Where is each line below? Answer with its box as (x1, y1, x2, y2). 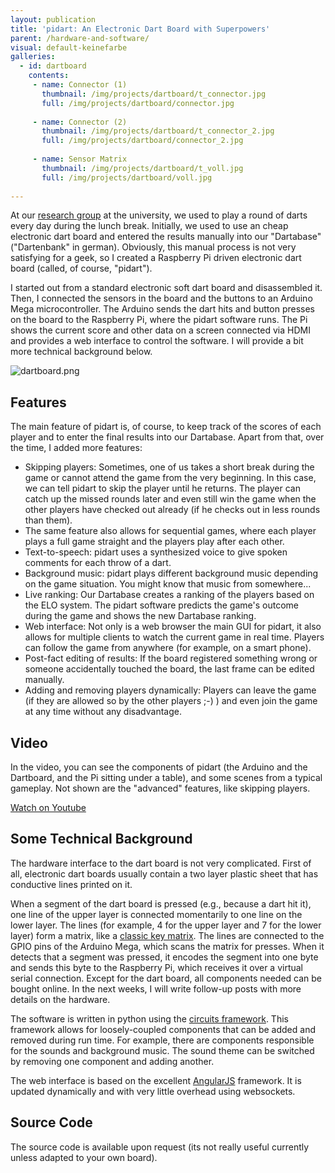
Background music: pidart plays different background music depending (24, 567, 319, 580)
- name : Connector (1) (32, 80, 128, 90)
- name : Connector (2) (32, 117, 128, 127)
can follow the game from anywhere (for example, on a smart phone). (24, 642, 312, 654)
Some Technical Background (10, 831, 193, 848)
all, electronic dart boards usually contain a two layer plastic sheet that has (10, 867, 319, 880)
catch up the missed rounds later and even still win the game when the (24, 493, 317, 505)
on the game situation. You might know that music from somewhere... (24, 578, 312, 590)
